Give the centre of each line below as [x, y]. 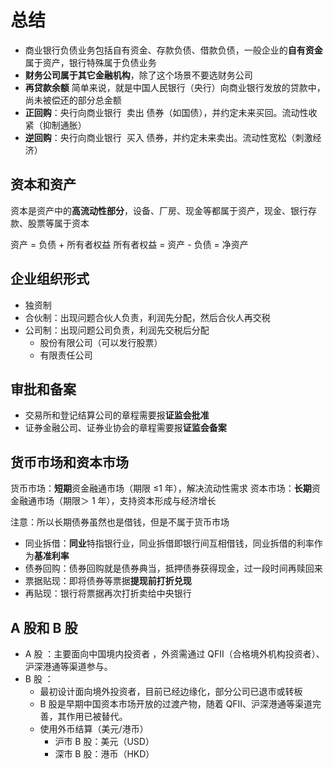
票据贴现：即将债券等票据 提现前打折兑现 [108, 581]
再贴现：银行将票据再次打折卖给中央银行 [108, 593]
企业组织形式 [50, 279]
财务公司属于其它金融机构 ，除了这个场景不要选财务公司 [138, 75]
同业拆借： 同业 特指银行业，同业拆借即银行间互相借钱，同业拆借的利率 [169, 543]
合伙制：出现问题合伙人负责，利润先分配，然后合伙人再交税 [147, 317]
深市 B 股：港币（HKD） [104, 754]
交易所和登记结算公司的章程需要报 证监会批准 [117, 415]
